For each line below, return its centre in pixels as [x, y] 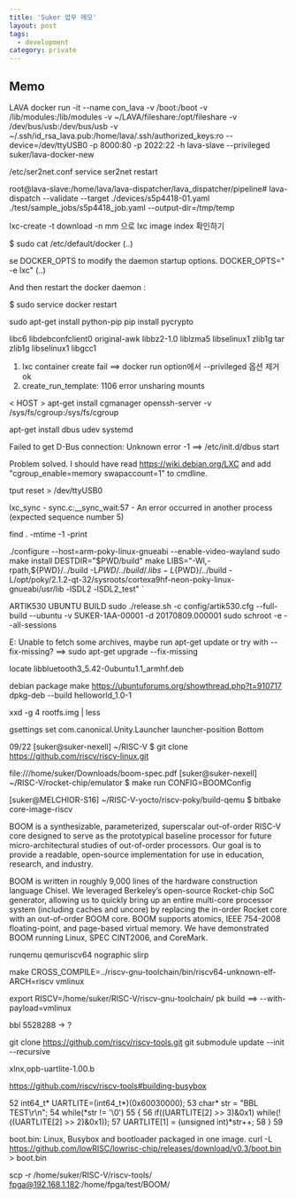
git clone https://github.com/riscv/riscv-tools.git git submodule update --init [147, 1042]
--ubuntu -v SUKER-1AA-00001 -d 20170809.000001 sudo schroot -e [156, 615]
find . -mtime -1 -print [49, 534]
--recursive [30, 1051]
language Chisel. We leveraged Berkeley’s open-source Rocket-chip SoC [142, 890]
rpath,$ [23, 570]
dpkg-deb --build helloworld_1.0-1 [71, 695]
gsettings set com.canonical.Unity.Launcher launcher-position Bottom [137, 729]
